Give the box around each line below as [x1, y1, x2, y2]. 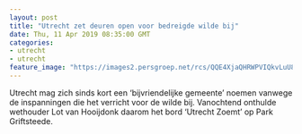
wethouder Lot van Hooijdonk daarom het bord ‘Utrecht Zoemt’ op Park [9, 106, 274, 117]
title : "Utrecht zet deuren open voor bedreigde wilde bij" [9, 21, 240, 30]
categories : [9, 38, 54, 47]
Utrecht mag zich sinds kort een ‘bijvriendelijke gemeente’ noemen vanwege [9, 87, 293, 98]
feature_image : [9, 63, 67, 72]
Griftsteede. [9, 115, 54, 126]
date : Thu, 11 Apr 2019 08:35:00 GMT [9, 29, 151, 38]
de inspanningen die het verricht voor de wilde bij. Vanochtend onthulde [9, 96, 277, 107]
